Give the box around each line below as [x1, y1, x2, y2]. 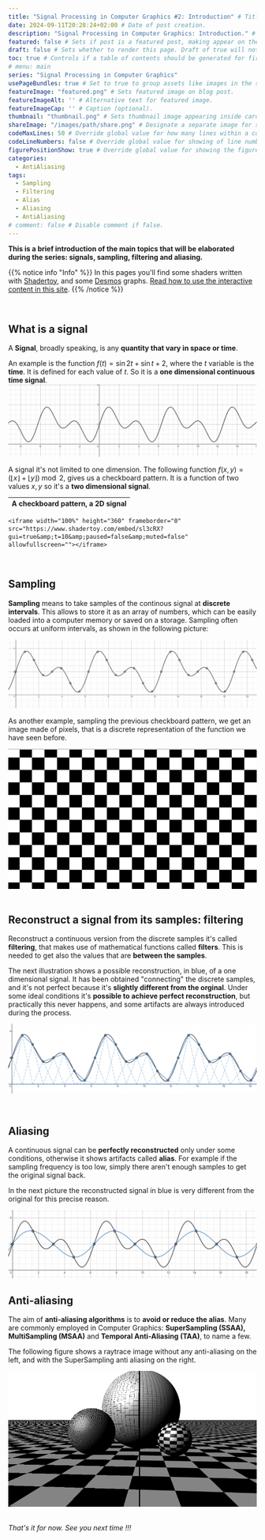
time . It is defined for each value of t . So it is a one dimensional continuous [8, 367, 256, 377]
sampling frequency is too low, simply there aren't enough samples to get [8, 1162, 247, 1172]
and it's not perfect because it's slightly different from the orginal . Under [8, 983, 248, 992]
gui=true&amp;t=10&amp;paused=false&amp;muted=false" [8, 533, 189, 540]
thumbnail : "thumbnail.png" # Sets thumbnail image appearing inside [8, 113, 242, 121]
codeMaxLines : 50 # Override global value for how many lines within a [8, 130, 248, 137]
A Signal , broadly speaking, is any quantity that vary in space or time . [8, 344, 238, 353]
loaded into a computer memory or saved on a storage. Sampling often [8, 615, 238, 624]
